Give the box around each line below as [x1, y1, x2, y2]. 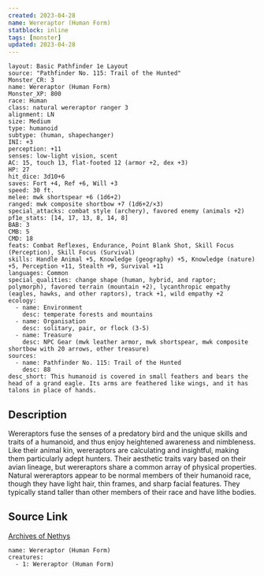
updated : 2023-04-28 [8, 41, 76, 49]
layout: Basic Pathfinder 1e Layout [8, 62, 128, 71]
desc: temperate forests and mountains [22, 310, 154, 319]
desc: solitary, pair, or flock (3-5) [22, 325, 150, 333]
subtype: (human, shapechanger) [8, 132, 114, 139]
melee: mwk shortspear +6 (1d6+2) [8, 194, 122, 202]
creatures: [8, 553, 44, 561]
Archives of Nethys [8, 531, 71, 541]
